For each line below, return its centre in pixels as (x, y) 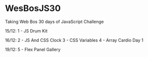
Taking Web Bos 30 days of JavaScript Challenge (55, 22)
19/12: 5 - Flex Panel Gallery (33, 49)
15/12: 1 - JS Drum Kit (26, 31)
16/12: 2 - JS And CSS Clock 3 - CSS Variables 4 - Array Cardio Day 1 (74, 40)
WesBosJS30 (33, 8)
